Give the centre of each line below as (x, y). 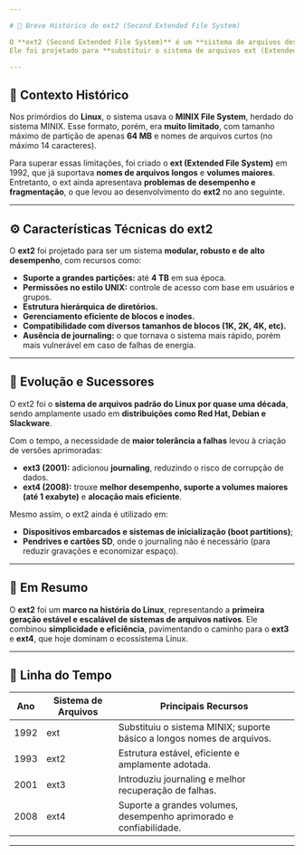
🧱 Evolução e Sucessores (82, 382)
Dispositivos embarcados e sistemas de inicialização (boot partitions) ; (158, 531)
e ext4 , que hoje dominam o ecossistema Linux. (99, 638)
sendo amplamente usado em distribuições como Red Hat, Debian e (138, 413)
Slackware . (31, 423)
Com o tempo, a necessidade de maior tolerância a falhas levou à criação (148, 441)
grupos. (37, 297)
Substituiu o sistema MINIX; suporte (195, 727)
